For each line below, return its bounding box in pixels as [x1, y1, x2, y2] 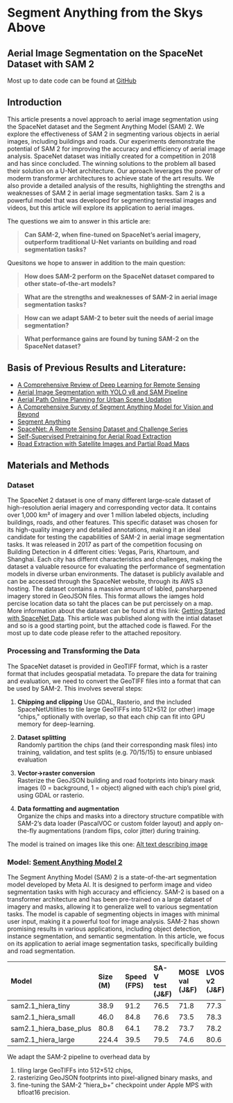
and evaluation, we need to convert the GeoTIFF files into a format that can [7, 677, 221, 685]
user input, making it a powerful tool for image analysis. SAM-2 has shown [7, 917, 220, 925]
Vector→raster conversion [17, 768, 96, 777]
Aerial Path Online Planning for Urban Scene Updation [17, 395, 172, 403]
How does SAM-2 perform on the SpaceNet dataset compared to [24, 272, 215, 280]
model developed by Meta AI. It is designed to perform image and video [7, 880, 213, 889]
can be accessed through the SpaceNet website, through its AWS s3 [7, 578, 203, 586]
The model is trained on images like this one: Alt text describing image [7, 840, 208, 848]
